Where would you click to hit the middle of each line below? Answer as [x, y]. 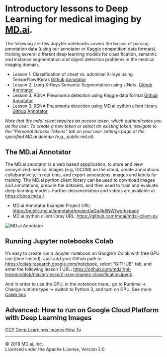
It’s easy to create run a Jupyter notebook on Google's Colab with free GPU [83, 253]
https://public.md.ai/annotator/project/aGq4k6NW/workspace [76, 211]
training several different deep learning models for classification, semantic [81, 54]
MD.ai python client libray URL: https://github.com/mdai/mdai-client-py [85, 216]
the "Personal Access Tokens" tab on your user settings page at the [75, 131]
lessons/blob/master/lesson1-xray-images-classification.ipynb [69, 274]
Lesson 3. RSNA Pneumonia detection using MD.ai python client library [85, 106]
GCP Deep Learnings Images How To [43, 330]
